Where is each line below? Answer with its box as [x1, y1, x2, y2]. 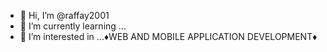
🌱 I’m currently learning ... [19, 20, 127, 32]
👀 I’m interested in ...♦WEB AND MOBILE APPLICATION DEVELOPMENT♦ [19, 31, 318, 42]
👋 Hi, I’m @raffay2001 [19, 10, 110, 21]
